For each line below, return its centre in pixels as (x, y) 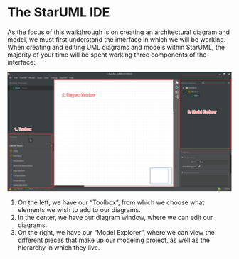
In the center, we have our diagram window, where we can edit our (115, 217)
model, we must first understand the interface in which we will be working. (117, 39)
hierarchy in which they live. (59, 247)
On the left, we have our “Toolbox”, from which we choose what (111, 202)
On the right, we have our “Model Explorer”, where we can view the (116, 232)
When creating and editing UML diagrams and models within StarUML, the (116, 47)
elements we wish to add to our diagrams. (79, 209)
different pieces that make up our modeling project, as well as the (113, 240)
